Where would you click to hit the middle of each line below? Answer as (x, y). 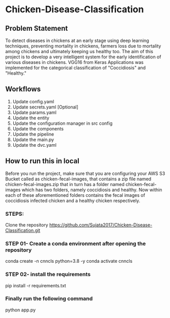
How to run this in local (42, 161)
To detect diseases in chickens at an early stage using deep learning (77, 40)
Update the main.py (33, 140)
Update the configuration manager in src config (63, 123)
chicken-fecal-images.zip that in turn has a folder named (65, 184)
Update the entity (31, 118)
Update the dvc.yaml (35, 145)
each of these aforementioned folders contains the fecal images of (75, 195)
